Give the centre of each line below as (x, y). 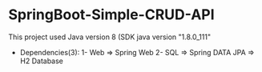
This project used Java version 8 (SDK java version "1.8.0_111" (109, 37)
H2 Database (42, 61)
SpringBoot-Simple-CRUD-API (111, 15)
